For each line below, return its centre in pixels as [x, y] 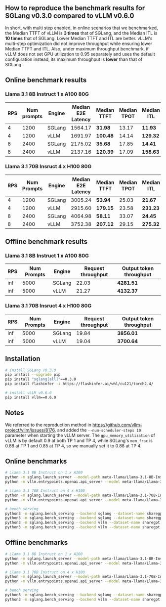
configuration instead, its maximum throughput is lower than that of [74, 59]
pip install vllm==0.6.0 [31, 397]
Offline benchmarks [37, 542]
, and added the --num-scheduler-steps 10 [98, 430]
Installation [23, 359]
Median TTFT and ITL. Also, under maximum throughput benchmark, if [77, 48]
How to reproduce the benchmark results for [75, 8]
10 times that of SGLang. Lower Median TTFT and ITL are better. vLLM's [79, 38]
